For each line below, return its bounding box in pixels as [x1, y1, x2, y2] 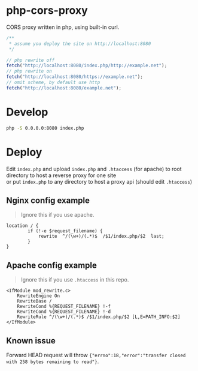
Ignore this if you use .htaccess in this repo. [20, 276, 129, 283]
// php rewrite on [6, 68, 52, 74]
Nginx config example [6, 195, 90, 205]
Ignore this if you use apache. [20, 211, 95, 219]
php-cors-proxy [6, 4, 88, 17]
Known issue [6, 336, 56, 346]
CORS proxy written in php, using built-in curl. [6, 23, 120, 31]
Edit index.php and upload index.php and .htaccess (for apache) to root [6, 165, 182, 172]
